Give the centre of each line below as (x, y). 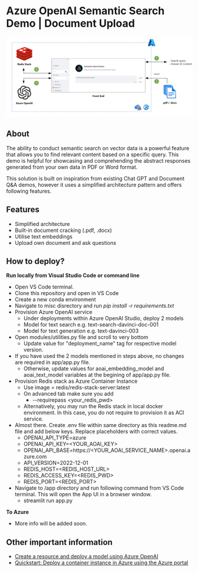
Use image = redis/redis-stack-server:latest (77, 387)
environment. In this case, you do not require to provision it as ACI (104, 413)
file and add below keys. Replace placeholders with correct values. (96, 432)
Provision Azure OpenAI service (53, 312)
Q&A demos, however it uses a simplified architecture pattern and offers (94, 185)
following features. (29, 191)
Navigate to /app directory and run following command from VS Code (99, 488)
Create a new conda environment (55, 299)
